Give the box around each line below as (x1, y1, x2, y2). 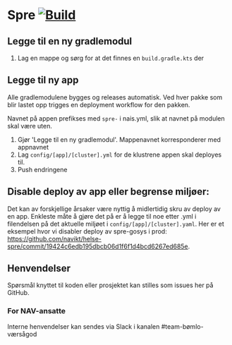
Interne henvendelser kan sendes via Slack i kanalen (7, 322, 160, 331)
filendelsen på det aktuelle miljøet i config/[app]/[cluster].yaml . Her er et (7, 219, 224, 228)
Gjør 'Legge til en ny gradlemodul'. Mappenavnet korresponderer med (17, 135, 221, 144)
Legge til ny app (7, 74, 79, 86)
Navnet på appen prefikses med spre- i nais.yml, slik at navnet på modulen (7, 114, 226, 123)
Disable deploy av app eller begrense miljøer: (7, 186, 210, 198)
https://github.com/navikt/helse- (7, 234, 102, 243)
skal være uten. (7, 121, 53, 130)
